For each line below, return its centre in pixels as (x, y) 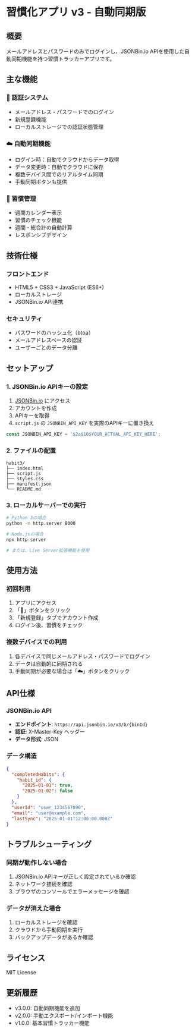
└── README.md (24, 489)
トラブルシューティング (49, 844)
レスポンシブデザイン (41, 235)
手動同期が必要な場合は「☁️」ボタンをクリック (72, 671)
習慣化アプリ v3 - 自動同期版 (76, 12)
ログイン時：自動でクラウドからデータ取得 (67, 159)
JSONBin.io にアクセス (42, 400)
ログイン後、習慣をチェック (49, 625)
